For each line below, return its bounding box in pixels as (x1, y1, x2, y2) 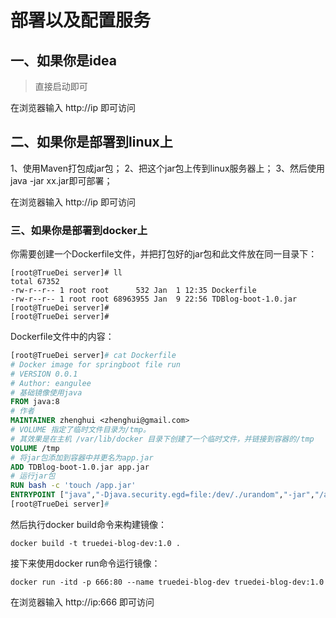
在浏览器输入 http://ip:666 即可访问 (10, 596, 155, 608)
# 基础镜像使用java (10, 387, 83, 398)
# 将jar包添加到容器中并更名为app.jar (10, 452, 154, 463)
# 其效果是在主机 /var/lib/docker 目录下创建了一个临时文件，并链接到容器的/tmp (10, 434, 315, 444)
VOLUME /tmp (10, 443, 60, 453)
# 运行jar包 (10, 471, 56, 481)
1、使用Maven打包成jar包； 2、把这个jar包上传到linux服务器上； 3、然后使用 (10, 162, 326, 174)
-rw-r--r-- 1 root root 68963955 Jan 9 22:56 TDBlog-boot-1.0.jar (10, 294, 298, 305)
